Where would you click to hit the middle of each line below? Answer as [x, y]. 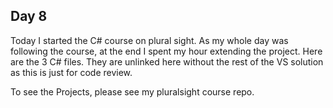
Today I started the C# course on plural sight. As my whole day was [149, 40]
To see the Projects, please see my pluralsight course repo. [132, 91]
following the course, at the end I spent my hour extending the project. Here [166, 51]
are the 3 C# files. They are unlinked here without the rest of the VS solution [167, 61]
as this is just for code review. [71, 72]
